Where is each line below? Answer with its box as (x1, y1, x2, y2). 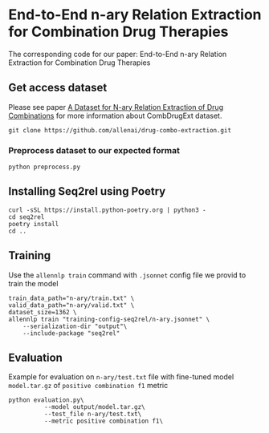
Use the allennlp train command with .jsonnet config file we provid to (8, 270, 247, 280)
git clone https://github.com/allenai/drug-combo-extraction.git (8, 126, 231, 134)
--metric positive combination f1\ (43, 417, 163, 426)
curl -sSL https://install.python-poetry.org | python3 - (8, 206, 206, 214)
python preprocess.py (8, 163, 81, 172)
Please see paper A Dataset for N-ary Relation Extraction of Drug (8, 102, 223, 111)
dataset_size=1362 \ (8, 308, 78, 316)
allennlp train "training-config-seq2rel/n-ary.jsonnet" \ (8, 315, 210, 323)
